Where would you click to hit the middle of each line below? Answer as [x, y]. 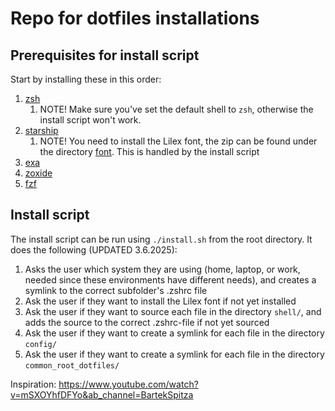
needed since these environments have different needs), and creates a [170, 279]
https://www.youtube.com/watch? [128, 384]
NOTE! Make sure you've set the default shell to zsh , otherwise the [176, 109]
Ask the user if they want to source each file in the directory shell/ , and [173, 311]
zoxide [38, 173]
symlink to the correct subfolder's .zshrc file [116, 290]
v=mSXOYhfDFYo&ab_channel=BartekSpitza [102, 394]
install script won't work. [90, 120]
